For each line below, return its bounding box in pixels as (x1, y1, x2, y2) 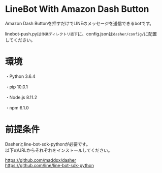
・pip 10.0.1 (5, 84, 28, 90)
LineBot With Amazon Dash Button (5, 3, 149, 15)
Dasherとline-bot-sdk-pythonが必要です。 (5, 141, 91, 147)
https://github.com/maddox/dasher (5, 157, 76, 163)
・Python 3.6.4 (5, 73, 35, 79)
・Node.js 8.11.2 (5, 94, 37, 100)
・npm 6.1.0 (5, 104, 29, 110)
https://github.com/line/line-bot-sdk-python (5, 162, 94, 168)
